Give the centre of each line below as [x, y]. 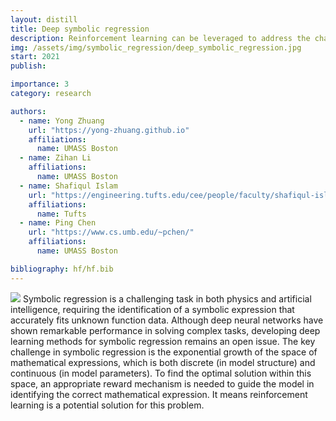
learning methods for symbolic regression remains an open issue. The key [163, 341]
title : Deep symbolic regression [80, 29]
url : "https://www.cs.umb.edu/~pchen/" [111, 232]
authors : [28, 111]
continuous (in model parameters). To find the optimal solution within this [161, 373]
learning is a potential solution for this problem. [107, 405]
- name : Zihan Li [55, 158]
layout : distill [44, 19]
